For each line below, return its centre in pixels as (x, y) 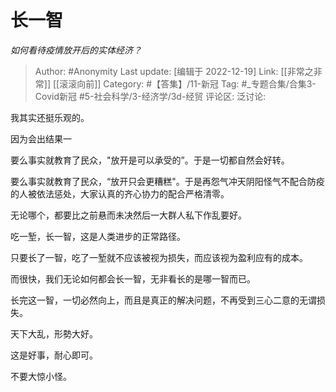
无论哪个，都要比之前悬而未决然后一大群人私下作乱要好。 (128, 215)
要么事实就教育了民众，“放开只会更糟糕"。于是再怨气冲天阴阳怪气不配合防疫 (167, 181)
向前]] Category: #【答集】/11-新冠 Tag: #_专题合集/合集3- (196, 83)
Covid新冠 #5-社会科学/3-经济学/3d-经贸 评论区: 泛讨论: (150, 96)
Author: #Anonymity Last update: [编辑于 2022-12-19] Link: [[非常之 (174, 71)
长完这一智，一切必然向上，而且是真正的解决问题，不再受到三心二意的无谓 (163, 300)
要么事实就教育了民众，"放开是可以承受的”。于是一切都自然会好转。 (150, 160)
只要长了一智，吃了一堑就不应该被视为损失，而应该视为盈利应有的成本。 (159, 257)
